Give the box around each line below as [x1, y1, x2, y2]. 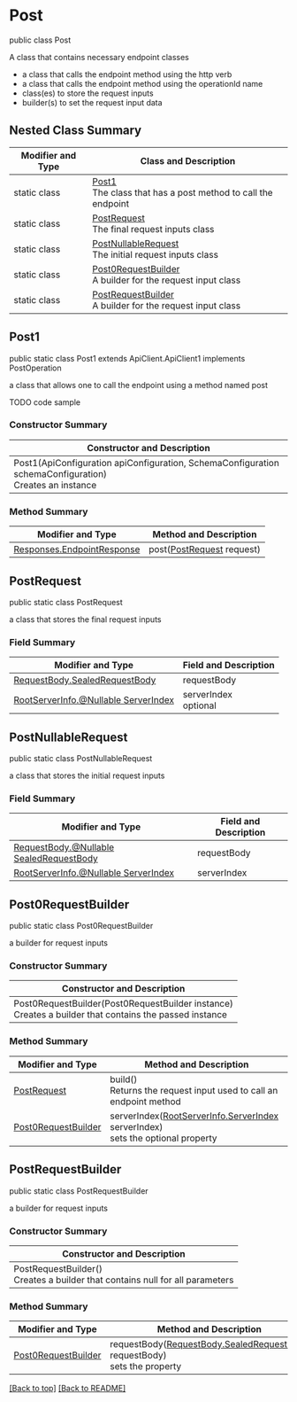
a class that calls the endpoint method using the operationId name [21, 78, 263, 89]
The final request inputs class [92, 222, 215, 235]
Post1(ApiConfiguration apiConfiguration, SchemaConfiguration [13, 456, 280, 469]
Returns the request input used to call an [110, 1084, 278, 1096]
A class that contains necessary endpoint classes [9, 51, 190, 62]
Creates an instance [13, 479, 97, 491]
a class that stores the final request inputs [9, 613, 162, 625]
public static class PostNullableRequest [9, 753, 153, 764]
